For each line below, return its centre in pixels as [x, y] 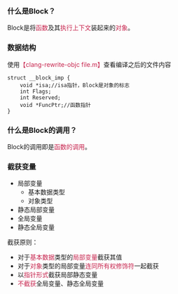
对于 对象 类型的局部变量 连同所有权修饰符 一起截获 [88, 266]
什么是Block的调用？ [42, 130]
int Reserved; [40, 97]
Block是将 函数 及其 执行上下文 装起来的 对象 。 [71, 28]
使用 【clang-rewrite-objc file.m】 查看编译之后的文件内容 [89, 64]
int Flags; [36, 91]
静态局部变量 [36, 210]
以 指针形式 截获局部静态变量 [57, 275]
